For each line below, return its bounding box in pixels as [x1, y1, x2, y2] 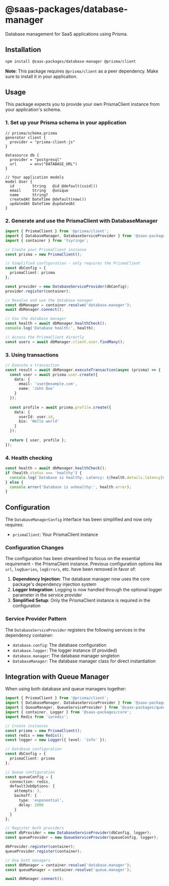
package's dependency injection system [12, 581, 97, 587]
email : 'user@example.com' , [18, 381, 78, 386]
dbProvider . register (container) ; [5, 844, 75, 849]
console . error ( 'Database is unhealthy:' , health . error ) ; [10, 485, 132, 490]
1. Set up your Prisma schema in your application [5, 119, 127, 126]
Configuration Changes [5, 544, 64, 551]
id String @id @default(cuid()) [10, 183, 98, 188]
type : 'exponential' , [18, 798, 64, 803]
